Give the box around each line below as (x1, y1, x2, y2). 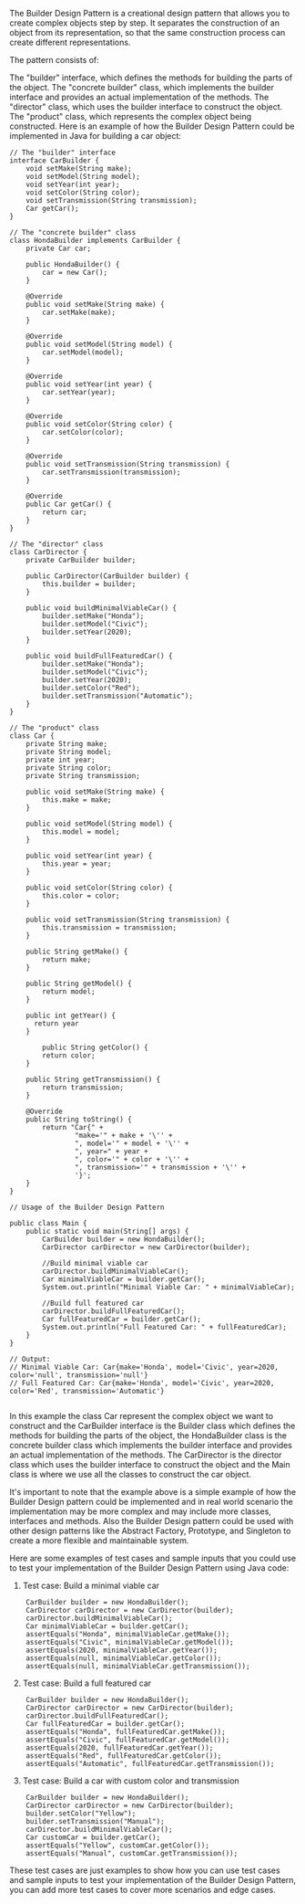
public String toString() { (25, 1115, 132, 1124)
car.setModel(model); (42, 348, 125, 357)
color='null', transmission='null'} (9, 1371, 148, 1380)
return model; (42, 987, 96, 996)
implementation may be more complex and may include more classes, (9, 1506, 271, 1517)
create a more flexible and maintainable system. (9, 1535, 189, 1546)
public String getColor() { (42, 1043, 148, 1052)
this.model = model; (42, 827, 120, 836)
